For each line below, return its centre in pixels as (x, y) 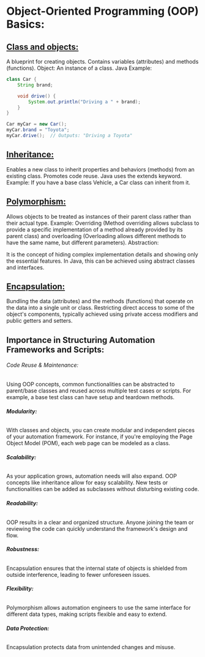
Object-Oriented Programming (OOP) (102, 11)
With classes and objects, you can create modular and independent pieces (100, 430)
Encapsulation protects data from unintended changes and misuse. (91, 647)
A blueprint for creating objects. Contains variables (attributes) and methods (102, 62)
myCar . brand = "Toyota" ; (38, 130)
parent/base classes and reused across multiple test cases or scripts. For (99, 391)
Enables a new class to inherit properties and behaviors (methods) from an (100, 169)
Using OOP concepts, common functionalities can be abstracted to (91, 384)
